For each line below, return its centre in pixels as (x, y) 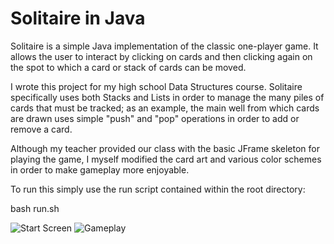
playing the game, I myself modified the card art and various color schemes (166, 159)
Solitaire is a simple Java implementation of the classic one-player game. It (164, 46)
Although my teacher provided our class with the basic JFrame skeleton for (165, 148)
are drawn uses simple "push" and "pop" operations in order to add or (155, 118)
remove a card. (41, 129)
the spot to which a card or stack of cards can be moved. (128, 67)
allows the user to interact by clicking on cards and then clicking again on (161, 56)
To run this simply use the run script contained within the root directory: (158, 189)
